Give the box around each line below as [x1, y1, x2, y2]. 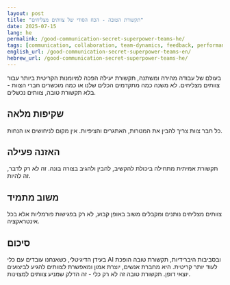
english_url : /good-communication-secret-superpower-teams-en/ [7, 49, 192, 56]
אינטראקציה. [7, 217, 40, 225]
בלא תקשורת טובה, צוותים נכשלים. [7, 88, 96, 96]
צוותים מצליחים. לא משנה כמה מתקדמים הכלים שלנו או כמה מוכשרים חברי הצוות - [7, 80, 220, 89]
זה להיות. [7, 172, 31, 180]
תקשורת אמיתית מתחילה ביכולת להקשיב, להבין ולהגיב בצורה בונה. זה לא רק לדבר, [7, 164, 218, 172]
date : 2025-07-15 [7, 23, 57, 30]
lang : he [7, 29, 32, 36]
